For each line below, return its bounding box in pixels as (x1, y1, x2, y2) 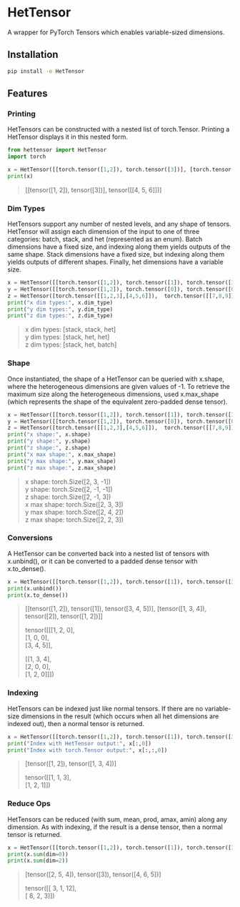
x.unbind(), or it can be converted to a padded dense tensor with (7, 557, 198, 565)
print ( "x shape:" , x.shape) (7, 431, 91, 438)
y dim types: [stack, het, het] (24, 333, 110, 342)
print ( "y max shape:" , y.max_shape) (7, 457, 116, 465)
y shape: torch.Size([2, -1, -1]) (24, 485, 113, 493)
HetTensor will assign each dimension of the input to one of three (7, 227, 200, 236)
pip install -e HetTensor (7, 67, 84, 75)
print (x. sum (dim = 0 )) (7, 851, 69, 858)
